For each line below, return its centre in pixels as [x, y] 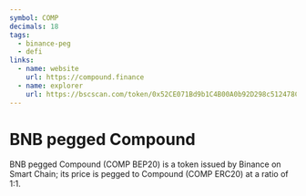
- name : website [48, 69]
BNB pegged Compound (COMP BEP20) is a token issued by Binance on [145, 164]
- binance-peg [44, 43]
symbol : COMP [34, 18]
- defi [30, 52]
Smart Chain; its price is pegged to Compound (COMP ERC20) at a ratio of [149, 174]
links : [22, 60]
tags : [20, 35]
